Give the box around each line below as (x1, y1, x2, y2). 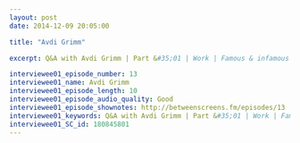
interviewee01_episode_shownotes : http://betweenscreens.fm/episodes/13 (9, 103, 286, 112)
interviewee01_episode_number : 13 (9, 70, 138, 79)
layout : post (9, 13, 58, 22)
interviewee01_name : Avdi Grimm (9, 78, 129, 88)
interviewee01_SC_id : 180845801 (9, 120, 129, 129)
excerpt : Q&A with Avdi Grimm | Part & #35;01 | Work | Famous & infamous (9, 54, 290, 63)
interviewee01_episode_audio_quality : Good (9, 95, 174, 104)
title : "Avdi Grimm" (9, 38, 87, 46)
